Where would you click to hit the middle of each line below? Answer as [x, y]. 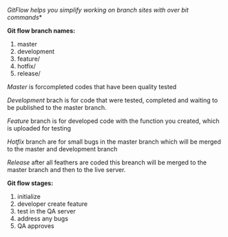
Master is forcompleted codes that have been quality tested [92, 87]
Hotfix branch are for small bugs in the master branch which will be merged [114, 142]
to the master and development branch [62, 149]
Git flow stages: [30, 183]
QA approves [35, 226]
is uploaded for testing [39, 128]
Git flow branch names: [41, 31]
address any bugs [43, 218]
